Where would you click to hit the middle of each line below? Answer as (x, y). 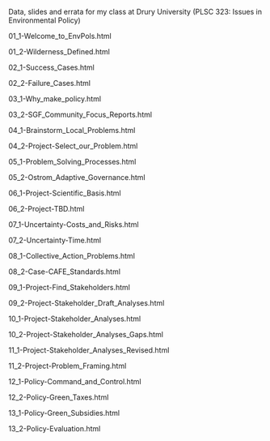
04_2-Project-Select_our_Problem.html (73, 146)
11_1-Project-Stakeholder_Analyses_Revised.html (89, 350)
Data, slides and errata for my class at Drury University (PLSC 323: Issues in (135, 12)
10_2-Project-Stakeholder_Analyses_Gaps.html (86, 334)
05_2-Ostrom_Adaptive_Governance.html (77, 177)
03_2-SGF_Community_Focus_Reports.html (80, 114)
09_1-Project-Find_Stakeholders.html (70, 287)
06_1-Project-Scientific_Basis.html (65, 193)
